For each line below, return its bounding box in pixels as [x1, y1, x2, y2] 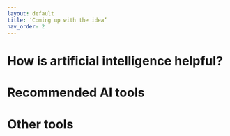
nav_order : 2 [7, 23, 45, 30]
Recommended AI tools [7, 85, 145, 101]
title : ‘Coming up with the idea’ [7, 17, 108, 24]
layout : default [7, 10, 54, 17]
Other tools [7, 116, 74, 132]
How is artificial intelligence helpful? [7, 53, 223, 69]
